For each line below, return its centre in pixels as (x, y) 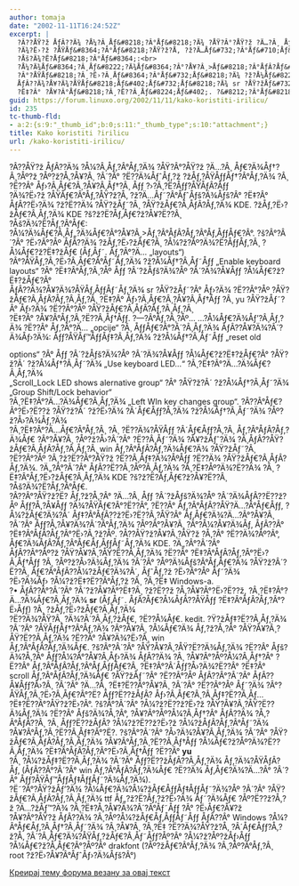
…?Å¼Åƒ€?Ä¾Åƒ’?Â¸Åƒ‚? (241, 318)
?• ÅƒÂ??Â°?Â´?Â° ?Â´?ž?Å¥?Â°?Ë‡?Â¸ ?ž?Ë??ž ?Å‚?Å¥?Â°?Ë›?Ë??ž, (128, 590)
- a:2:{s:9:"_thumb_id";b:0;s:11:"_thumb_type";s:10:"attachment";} (139, 125)
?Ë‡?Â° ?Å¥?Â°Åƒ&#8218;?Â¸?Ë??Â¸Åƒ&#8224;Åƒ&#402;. (115, 92)
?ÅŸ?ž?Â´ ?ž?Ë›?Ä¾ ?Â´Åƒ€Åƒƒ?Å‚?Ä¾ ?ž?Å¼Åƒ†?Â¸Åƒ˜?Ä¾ (159, 411)
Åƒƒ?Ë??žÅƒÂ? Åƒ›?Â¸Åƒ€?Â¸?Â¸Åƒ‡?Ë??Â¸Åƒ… (183, 694)
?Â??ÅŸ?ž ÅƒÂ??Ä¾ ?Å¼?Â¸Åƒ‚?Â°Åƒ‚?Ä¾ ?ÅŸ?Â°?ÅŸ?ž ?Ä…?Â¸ (121, 166)
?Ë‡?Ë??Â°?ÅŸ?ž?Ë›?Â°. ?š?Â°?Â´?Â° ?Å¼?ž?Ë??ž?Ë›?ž (107, 704)
